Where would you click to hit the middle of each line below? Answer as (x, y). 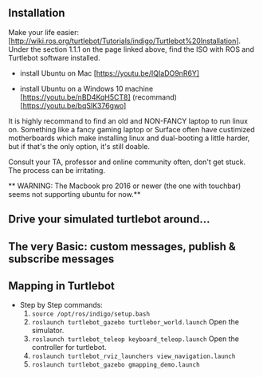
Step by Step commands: (61, 305)
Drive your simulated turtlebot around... (109, 220)
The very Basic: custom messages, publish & (122, 246)
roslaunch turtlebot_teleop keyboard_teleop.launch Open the (135, 339)
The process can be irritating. (57, 170)
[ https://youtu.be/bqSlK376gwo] (73, 105)
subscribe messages (61, 259)
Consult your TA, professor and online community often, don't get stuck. (127, 162)
